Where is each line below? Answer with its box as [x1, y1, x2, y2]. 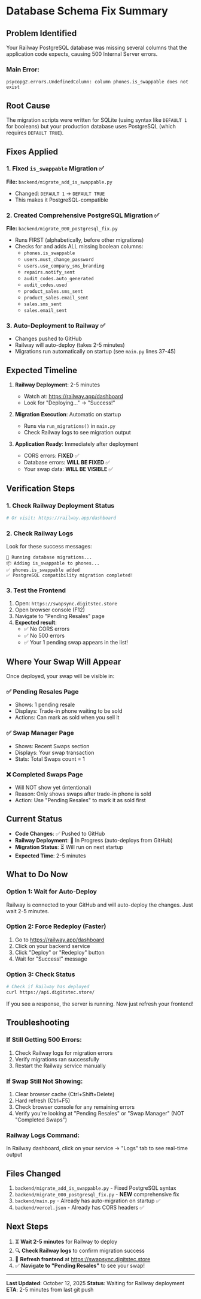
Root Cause [6, 100, 51, 110]
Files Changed [6, 1168, 61, 1178]
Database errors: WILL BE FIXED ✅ [23, 459, 111, 466]
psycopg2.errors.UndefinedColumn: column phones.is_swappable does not [6, 79, 188, 85]
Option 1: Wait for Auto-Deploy [6, 887, 98, 896]
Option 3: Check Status [6, 970, 75, 979]
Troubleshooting [6, 1018, 70, 1028]
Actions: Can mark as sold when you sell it [14, 714, 120, 721]
